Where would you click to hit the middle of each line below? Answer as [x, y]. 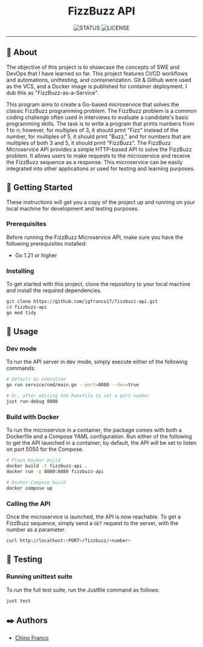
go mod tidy [21, 313]
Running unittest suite [39, 576]
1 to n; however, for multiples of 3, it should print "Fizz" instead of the [92, 130]
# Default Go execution [36, 379]
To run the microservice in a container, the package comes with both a [94, 430]
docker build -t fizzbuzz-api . [47, 466]
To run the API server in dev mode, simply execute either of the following [97, 362]
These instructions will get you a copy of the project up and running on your [101, 202]
